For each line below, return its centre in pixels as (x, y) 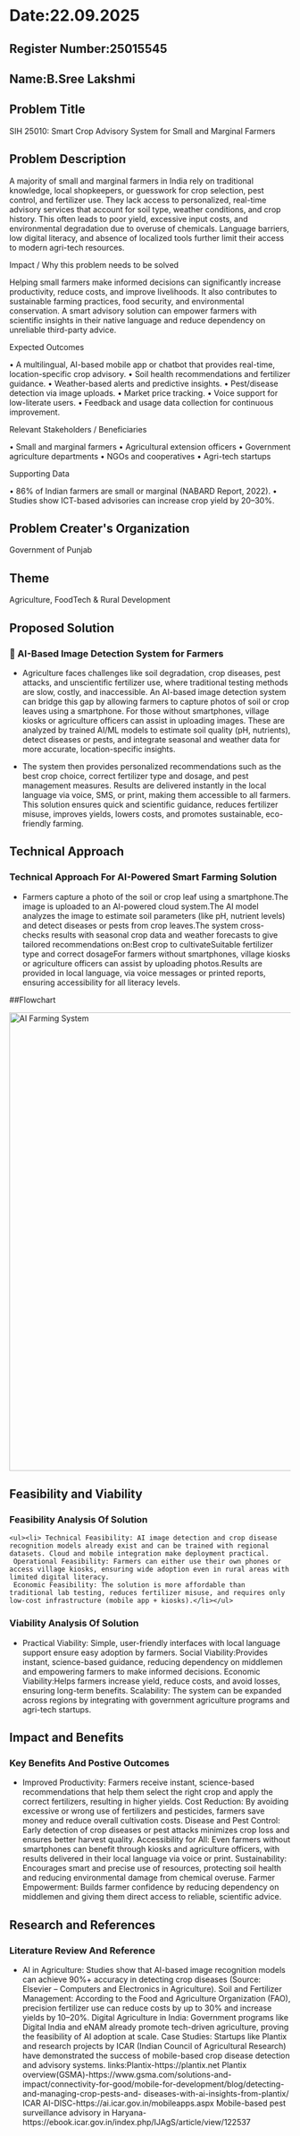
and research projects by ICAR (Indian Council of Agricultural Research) (154, 2046)
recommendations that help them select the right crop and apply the (148, 1792)
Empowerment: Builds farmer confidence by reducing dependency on (150, 1887)
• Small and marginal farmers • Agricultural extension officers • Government (150, 446)
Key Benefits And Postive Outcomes (89, 1763)
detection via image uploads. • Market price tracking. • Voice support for (144, 393)
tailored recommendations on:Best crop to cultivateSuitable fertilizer (148, 944)
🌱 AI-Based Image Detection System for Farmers (117, 653)
